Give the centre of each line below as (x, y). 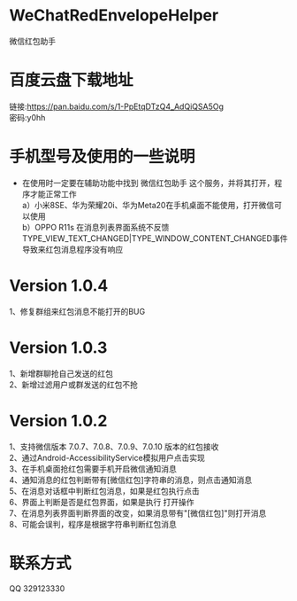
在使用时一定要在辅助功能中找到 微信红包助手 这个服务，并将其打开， (148, 183)
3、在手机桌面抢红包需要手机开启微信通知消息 (93, 468)
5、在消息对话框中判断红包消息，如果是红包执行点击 (105, 491)
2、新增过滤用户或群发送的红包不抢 (74, 384)
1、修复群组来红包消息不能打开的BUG (77, 311)
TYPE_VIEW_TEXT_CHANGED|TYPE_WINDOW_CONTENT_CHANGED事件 (155, 238)
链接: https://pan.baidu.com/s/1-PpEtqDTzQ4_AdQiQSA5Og (116, 106)
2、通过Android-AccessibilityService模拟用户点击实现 (107, 457)
